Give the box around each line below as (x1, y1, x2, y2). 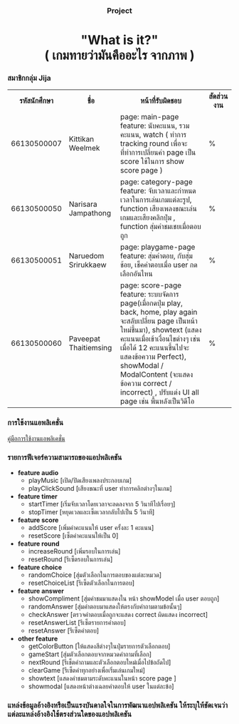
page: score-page (119, 280, 182, 290)
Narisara (68, 199, 97, 209)
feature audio (17, 469, 59, 476)
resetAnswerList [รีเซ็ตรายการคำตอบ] (28, 618, 127, 626)
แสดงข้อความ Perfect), (119, 352, 187, 362)
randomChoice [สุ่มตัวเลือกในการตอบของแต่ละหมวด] (28, 571, 162, 579)
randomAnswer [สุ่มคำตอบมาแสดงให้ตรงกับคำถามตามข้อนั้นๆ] (28, 602, 183, 611)
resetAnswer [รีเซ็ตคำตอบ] (28, 626, 100, 635)
